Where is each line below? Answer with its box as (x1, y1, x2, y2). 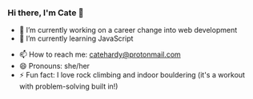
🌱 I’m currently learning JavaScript (18, 34, 134, 43)
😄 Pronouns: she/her (18, 61, 90, 71)
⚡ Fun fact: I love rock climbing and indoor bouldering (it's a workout (18, 70, 246, 80)
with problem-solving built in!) (18, 81, 118, 91)
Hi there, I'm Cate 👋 (7, 7, 85, 18)
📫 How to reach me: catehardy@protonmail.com (18, 49, 181, 59)
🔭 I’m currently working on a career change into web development (18, 26, 238, 35)
